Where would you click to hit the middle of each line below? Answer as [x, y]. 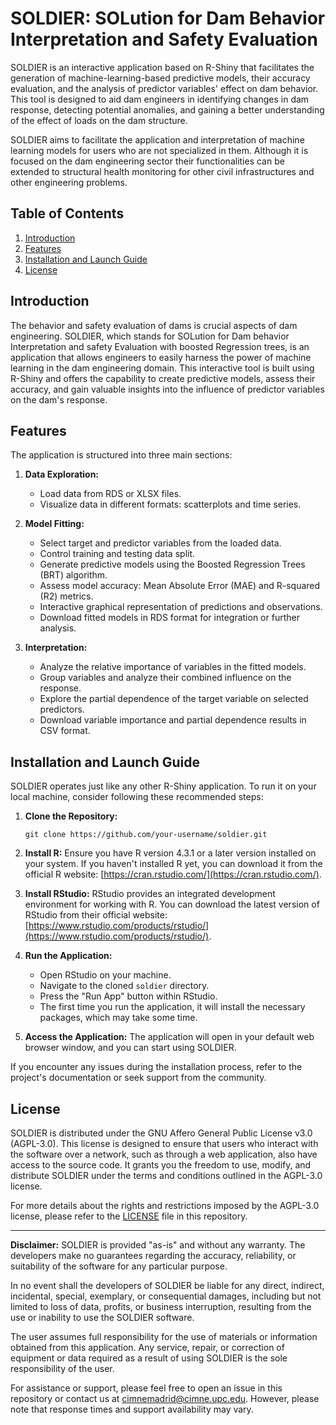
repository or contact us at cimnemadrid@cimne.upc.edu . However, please [165, 1398]
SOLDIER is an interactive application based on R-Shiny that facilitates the [162, 67]
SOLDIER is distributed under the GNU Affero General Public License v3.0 [161, 1133]
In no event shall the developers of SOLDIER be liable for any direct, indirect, [167, 1285]
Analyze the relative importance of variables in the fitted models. [173, 667]
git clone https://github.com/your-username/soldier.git [146, 835]
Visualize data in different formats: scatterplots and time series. [170, 504]
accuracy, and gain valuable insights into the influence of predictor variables [167, 389]
